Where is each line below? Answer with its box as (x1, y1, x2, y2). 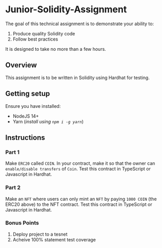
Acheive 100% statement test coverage (12, 236, 96, 242)
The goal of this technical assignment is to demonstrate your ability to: (5, 21, 154, 27)
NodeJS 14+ (12, 113, 39, 119)
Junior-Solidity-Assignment (5, 4, 127, 15)
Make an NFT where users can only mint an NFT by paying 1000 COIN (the (5, 196, 157, 202)
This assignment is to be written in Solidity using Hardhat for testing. (5, 74, 150, 81)
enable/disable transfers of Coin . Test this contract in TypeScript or (5, 166, 151, 172)
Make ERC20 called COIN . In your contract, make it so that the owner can (5, 160, 155, 166)
